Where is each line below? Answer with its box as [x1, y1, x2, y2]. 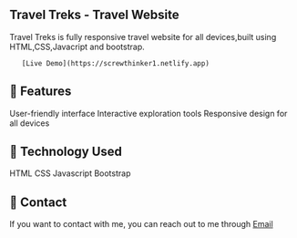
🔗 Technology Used [9, 144, 123, 160]
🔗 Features [9, 84, 72, 99]
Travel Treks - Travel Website [9, 7, 179, 23]
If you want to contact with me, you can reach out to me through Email [9, 219, 273, 230]
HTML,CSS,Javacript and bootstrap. [9, 41, 145, 52]
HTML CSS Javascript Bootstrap [9, 168, 131, 179]
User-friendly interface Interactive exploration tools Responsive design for [9, 108, 288, 119]
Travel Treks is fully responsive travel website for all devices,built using [9, 31, 277, 42]
